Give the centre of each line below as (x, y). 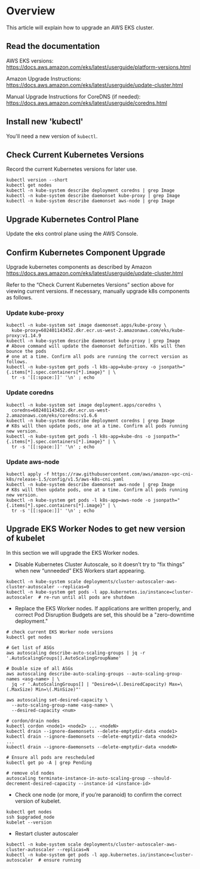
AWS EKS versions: (30, 60)
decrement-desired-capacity (41, 784)
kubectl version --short (37, 180)
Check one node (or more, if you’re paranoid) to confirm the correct (98, 794)
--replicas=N (73, 849)
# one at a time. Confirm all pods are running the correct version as (97, 357)
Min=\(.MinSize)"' (59, 689)
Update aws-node (33, 462)
